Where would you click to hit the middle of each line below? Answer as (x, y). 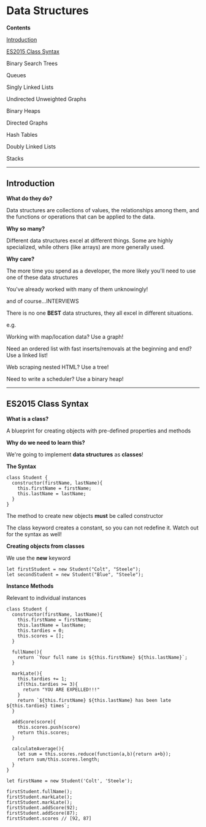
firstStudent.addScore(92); (42, 807)
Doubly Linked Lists (31, 146)
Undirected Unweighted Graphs (47, 99)
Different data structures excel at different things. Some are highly (90, 240)
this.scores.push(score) (49, 727)
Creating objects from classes (45, 546)
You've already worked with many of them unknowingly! (77, 289)
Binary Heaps (24, 110)
